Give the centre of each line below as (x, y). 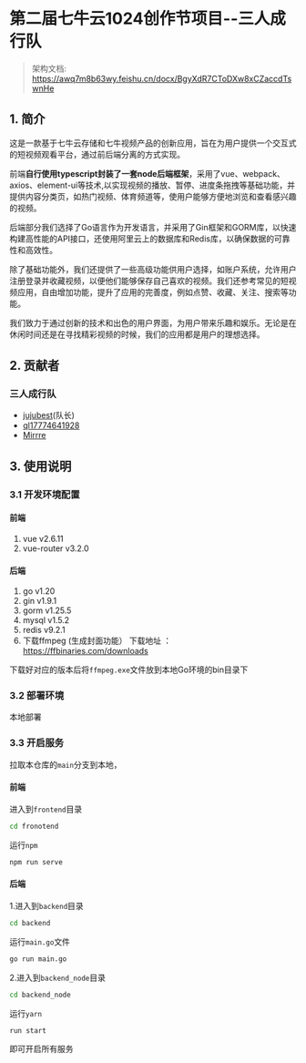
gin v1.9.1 (40, 601)
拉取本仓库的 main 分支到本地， (66, 764)
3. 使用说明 (41, 466)
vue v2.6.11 (43, 538)
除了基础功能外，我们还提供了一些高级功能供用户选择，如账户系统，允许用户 (153, 269)
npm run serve (36, 862)
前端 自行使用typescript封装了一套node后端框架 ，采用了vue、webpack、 (147, 173)
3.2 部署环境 (37, 696)
